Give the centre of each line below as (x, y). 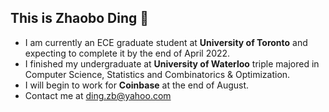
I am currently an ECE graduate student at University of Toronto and (166, 42)
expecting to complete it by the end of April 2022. (127, 53)
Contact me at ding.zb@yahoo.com (98, 95)
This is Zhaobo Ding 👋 (80, 18)
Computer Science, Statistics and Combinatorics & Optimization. (157, 74)
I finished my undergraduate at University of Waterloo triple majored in (172, 63)
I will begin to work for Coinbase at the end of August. (137, 85)
